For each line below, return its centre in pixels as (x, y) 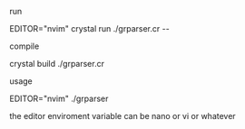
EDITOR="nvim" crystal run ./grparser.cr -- (89, 28)
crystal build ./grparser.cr (57, 64)
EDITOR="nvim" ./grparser (59, 98)
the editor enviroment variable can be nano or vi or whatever (122, 116)
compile (24, 46)
